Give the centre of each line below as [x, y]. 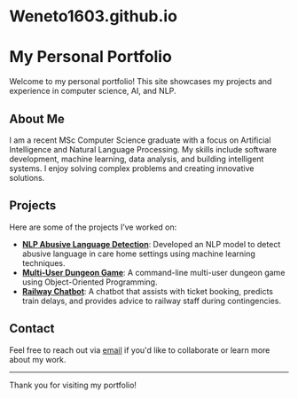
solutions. [27, 177]
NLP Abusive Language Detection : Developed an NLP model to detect [151, 244]
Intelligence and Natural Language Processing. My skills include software [143, 149]
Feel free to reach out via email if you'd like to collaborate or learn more [140, 350]
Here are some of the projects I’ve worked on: [93, 227]
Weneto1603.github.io [93, 16]
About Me [37, 118]
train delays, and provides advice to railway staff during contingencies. [152, 301]
